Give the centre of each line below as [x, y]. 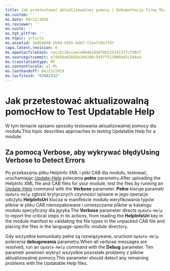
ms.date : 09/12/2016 [27, 19]
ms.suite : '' [19, 29]
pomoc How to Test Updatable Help [80, 112]
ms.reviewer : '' [22, 24]
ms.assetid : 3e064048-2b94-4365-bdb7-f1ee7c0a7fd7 [60, 43]
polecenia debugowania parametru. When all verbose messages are [76, 242]
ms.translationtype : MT [30, 62]
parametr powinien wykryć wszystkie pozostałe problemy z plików [75, 252]
